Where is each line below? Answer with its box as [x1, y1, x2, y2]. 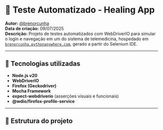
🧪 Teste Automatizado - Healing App [5, 4, 155, 16]
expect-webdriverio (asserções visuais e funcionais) [12, 93, 119, 99]
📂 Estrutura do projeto [5, 117, 73, 125]
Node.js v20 [12, 72, 38, 78]
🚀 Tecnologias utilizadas [5, 60, 81, 68]
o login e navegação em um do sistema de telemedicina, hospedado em [5, 36, 149, 42]
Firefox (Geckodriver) [12, 82, 57, 89]
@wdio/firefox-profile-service [12, 98, 75, 104]
